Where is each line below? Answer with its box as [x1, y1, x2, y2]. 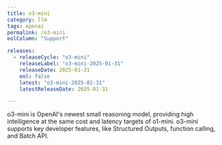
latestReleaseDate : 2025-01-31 [19, 86, 109, 93]
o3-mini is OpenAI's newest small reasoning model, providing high [7, 110, 194, 118]
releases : [7, 48, 36, 54]
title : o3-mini [7, 10, 51, 17]
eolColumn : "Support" [7, 35, 69, 42]
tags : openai [7, 22, 44, 29]
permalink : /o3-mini [7, 29, 66, 36]
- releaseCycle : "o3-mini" [13, 54, 90, 61]
